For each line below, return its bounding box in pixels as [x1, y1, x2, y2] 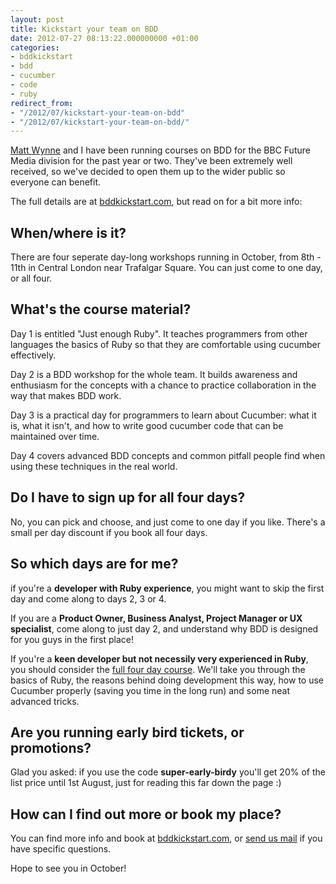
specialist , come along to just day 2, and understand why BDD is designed [10, 622, 319, 635]
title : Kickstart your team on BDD [10, 24, 159, 34]
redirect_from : [10, 98, 74, 108]
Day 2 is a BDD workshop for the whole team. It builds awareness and [10, 368, 298, 380]
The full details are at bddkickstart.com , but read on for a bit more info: [10, 196, 303, 208]
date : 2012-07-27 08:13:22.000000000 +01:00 [10, 33, 199, 43]
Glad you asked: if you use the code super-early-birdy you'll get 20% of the [10, 766, 326, 778]
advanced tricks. [10, 695, 80, 707]
